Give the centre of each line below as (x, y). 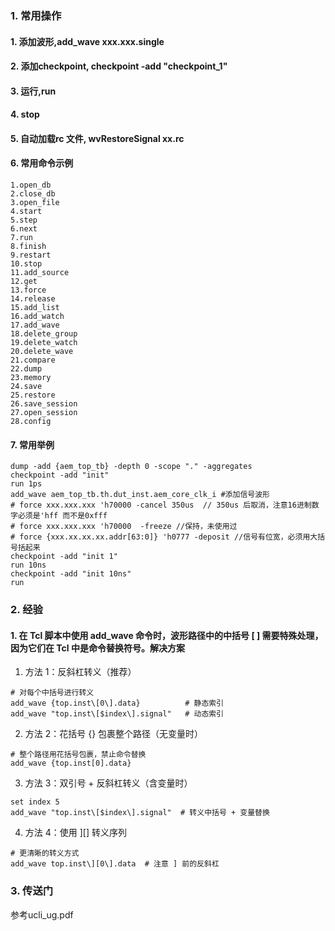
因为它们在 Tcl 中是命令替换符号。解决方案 (97, 648)
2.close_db (33, 194)
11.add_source (40, 273)
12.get (24, 282)
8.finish (28, 247)
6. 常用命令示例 (42, 163)
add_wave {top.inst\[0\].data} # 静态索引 (117, 703)
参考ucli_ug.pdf (42, 914)
